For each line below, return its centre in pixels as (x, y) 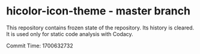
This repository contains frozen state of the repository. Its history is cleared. (100, 28)
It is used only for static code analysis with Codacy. (70, 34)
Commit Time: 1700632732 (40, 46)
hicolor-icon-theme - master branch (98, 11)
